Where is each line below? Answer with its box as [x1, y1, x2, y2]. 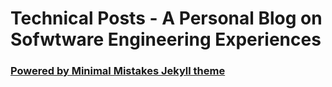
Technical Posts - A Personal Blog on [10, 7, 323, 30]
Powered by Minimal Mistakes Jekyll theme [10, 64, 226, 78]
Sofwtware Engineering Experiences [10, 28, 322, 51]
